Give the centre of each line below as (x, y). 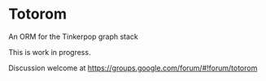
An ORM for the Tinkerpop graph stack (73, 36)
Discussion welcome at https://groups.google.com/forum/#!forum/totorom (133, 68)
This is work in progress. (50, 52)
